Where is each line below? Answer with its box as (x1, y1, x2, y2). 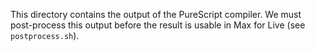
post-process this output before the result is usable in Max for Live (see (10, 19, 306, 31)
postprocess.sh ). (10, 30, 80, 41)
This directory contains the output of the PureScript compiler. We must (10, 9, 302, 20)
